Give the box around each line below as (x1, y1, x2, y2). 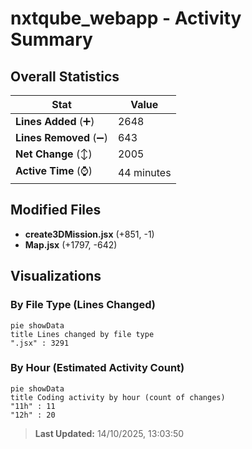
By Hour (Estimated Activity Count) (10, 361, 185, 375)
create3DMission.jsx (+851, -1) (24, 228, 155, 240)
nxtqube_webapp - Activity (10, 7, 242, 30)
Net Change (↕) (15, 147, 93, 161)
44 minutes (117, 165, 172, 179)
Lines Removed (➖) (15, 131, 108, 144)
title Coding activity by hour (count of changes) (10, 392, 226, 402)
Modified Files (10, 202, 102, 219)
